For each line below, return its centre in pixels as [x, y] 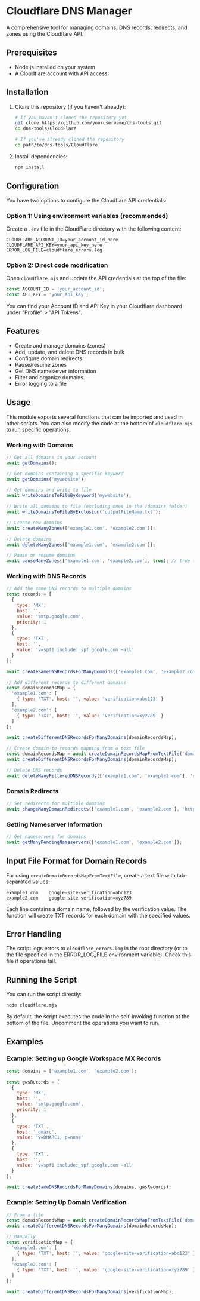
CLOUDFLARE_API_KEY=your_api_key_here [54, 245]
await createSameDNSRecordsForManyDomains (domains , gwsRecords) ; [89, 1187]
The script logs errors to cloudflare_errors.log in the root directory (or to [97, 949]
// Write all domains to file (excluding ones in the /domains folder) [97, 507]
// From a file [25, 1215]
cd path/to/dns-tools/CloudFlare [56, 145]
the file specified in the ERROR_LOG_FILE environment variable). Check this [99, 955]
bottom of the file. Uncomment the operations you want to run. [83, 1023]
